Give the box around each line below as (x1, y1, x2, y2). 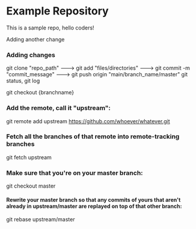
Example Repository (6, 4, 109, 18)
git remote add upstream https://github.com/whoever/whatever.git (6, 117, 170, 124)
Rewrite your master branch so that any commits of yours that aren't (6, 196, 181, 203)
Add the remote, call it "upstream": (6, 104, 111, 112)
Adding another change (6, 35, 65, 43)
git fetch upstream (6, 153, 52, 160)
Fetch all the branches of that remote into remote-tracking (6, 132, 180, 141)
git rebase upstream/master (6, 216, 75, 223)
